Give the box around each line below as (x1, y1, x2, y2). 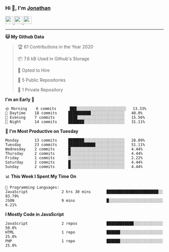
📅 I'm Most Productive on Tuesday (5, 128, 79, 135)
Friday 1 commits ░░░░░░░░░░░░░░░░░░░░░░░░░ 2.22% (5, 156, 143, 161)
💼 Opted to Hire (17, 67, 50, 73)
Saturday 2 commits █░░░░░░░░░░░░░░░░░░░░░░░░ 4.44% (5, 160, 143, 165)
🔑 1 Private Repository (17, 87, 63, 93)
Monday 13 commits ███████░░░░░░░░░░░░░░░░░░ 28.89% (5, 138, 145, 143)
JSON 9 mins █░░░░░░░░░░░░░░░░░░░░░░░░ (5, 198, 163, 203)
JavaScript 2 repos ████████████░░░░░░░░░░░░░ (5, 221, 163, 226)
